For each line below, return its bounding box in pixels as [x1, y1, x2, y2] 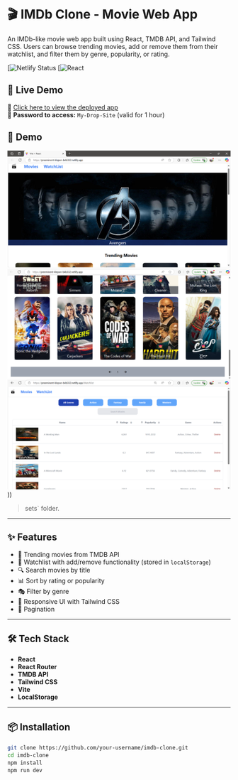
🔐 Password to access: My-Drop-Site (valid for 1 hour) [7, 110, 165, 119]
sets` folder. [24, 504, 60, 512]
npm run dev [7, 767, 42, 774]
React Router [17, 663, 57, 671]
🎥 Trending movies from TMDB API [17, 550, 120, 558]
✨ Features [7, 531, 57, 543]
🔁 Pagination [17, 605, 55, 613]
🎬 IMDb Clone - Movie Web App [7, 6, 198, 23]
